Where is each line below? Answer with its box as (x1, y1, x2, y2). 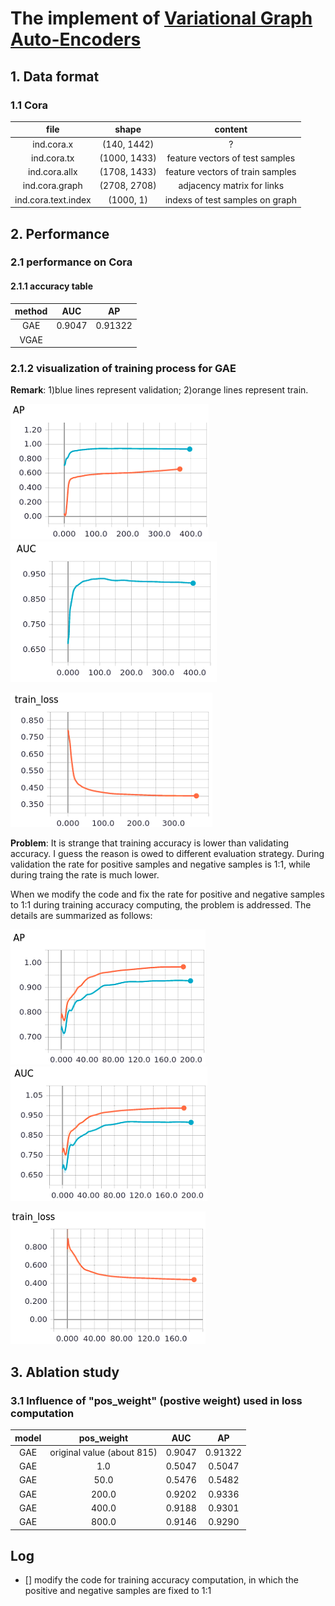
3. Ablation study (10, 1363, 120, 1381)
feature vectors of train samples (165, 166, 297, 178)
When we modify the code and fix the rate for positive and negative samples (10, 888, 325, 901)
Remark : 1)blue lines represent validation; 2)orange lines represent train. (10, 384, 309, 396)
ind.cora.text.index (14, 193, 92, 206)
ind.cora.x (32, 138, 74, 150)
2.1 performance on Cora (10, 255, 133, 269)
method (14, 305, 48, 317)
